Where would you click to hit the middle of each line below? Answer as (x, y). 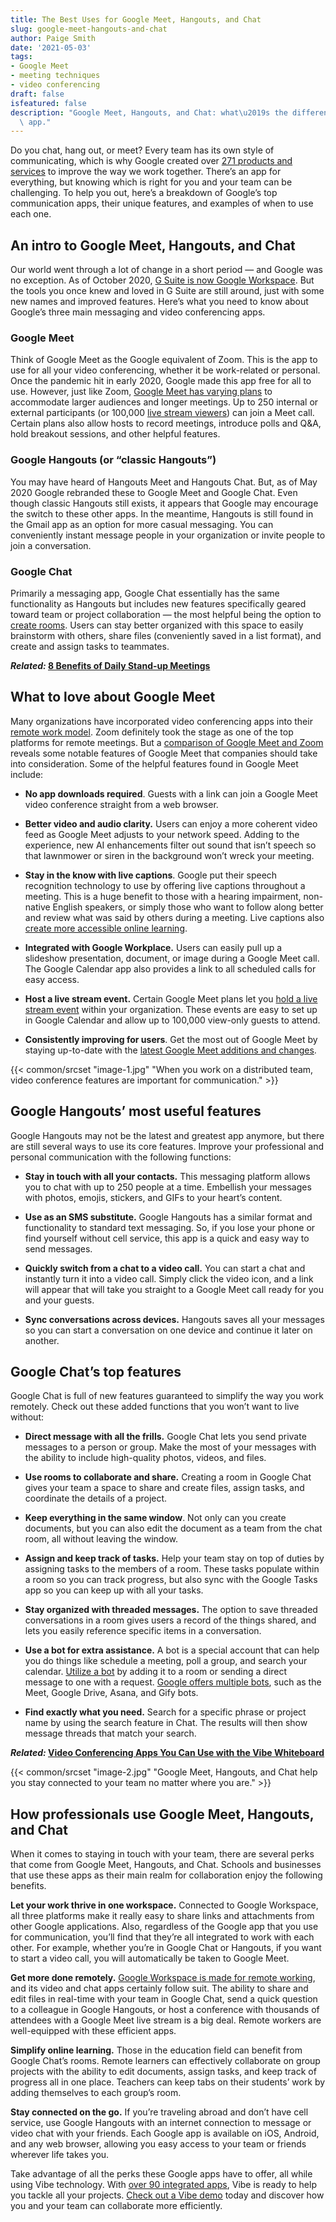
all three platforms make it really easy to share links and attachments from (162, 1916)
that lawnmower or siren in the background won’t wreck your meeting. (169, 855)
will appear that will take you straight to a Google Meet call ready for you (174, 1289)
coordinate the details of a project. (96, 1498)
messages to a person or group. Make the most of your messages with (170, 1447)
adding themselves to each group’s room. (96, 2093)
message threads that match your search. (110, 1733)
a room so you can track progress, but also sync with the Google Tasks (171, 1580)
